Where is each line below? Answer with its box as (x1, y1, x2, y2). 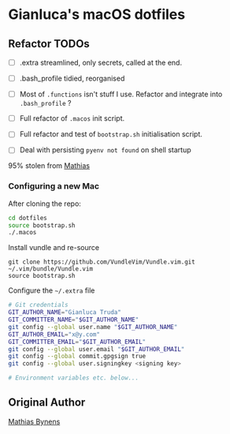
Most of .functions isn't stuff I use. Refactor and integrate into (19, 89, 223, 99)
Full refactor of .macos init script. (19, 114, 124, 123)
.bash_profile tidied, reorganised (19, 73, 125, 84)
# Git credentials (8, 301, 69, 309)
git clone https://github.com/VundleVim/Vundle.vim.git (8, 258, 195, 266)
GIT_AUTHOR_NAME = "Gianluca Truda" (8, 309, 122, 316)
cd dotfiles (8, 214, 47, 222)
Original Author (8, 396, 86, 410)
